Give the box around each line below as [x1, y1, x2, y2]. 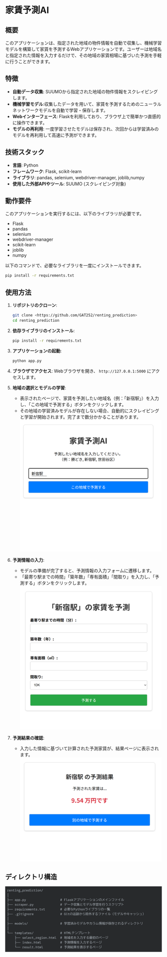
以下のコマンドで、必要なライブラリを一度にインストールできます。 [5, 263, 144, 269]
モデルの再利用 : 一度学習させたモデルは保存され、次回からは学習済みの [12, 126, 159, 132]
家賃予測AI [5, 4, 49, 16]
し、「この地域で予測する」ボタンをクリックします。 [19, 401, 127, 407]
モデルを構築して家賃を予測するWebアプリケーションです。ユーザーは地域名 [5, 46, 162, 52]
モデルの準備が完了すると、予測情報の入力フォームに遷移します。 [19, 568, 155, 574]
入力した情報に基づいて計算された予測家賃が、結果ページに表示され [19, 745, 159, 751]
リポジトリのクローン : [12, 302, 58, 308]
